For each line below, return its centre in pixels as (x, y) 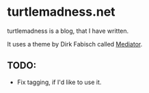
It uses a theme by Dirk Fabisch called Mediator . (75, 44)
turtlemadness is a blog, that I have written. (68, 31)
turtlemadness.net (61, 12)
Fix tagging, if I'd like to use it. (59, 82)
